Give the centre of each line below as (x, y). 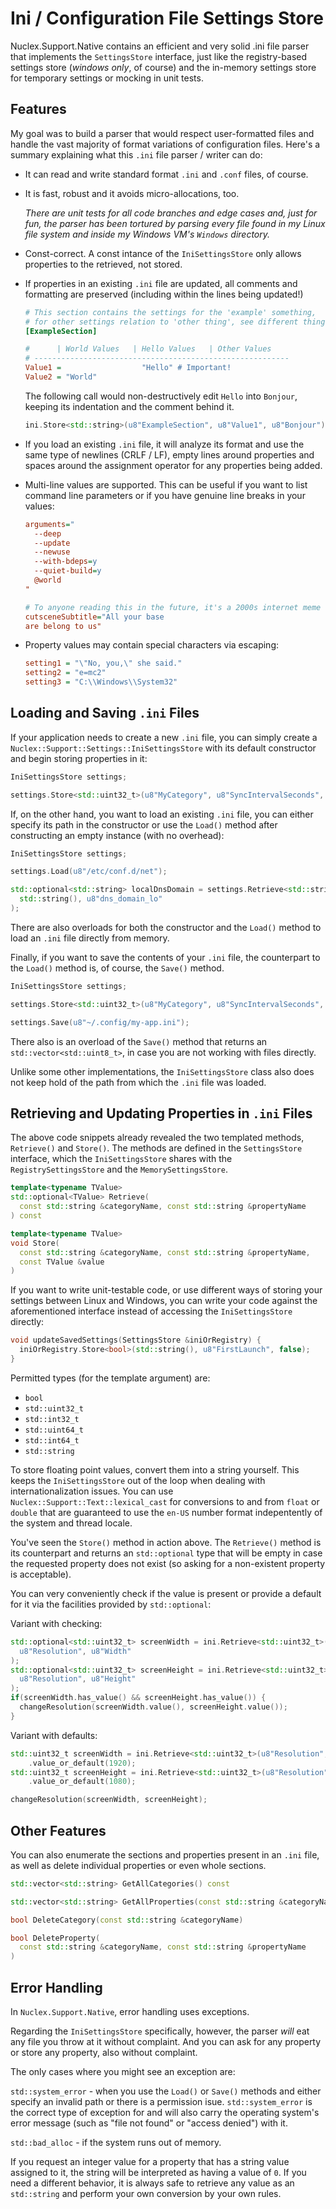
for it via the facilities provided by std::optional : (111, 1604)
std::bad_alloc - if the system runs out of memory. (116, 2142)
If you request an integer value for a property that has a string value (150, 2161)
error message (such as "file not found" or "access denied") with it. (149, 2123)
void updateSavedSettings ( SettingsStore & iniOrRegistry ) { (136, 1340)
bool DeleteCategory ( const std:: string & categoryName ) (127, 1920)
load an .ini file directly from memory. (90, 938)
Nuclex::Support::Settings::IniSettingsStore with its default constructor (163, 748)
